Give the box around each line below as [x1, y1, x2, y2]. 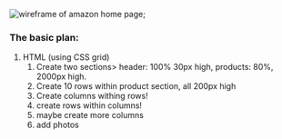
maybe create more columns [35, 110, 144, 121]
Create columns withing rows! [35, 91, 148, 102]
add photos [35, 119, 80, 131]
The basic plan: [9, 31, 79, 44]
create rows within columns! [35, 100, 143, 111]
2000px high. [35, 71, 87, 82]
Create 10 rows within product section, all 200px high [35, 81, 237, 92]
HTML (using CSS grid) [22, 52, 110, 63]
